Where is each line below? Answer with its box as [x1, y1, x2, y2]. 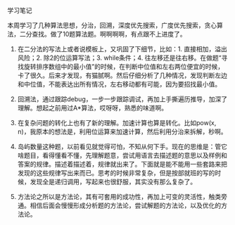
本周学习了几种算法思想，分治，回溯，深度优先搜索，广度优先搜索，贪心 [7, 21, 217, 30]
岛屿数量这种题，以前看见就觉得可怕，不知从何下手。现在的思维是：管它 [17, 143, 227, 150]
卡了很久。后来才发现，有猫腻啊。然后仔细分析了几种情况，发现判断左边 [17, 71, 227, 79]
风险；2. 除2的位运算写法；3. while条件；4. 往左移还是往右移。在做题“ [17, 53, 222, 62]
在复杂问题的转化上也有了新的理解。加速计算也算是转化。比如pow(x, [17, 119, 217, 127]
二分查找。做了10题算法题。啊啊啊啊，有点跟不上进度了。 [19, 30, 186, 38]
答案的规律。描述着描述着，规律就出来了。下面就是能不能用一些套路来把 [17, 160, 227, 168]
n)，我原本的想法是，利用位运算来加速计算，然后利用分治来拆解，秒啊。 [17, 127, 227, 136]
